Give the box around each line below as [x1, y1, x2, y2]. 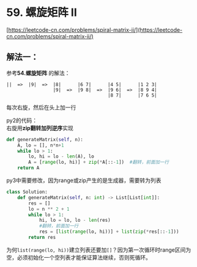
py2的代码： [6, 117, 38, 124]
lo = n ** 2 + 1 [28, 206, 70, 212]
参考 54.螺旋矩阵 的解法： [6, 69, 70, 76]
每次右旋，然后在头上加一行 [6, 103, 76, 111]
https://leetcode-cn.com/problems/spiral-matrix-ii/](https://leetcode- [8, 26, 183, 34]
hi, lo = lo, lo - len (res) [39, 218, 111, 224]
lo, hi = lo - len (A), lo [28, 153, 95, 159]
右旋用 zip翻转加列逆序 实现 [6, 124, 73, 131]
